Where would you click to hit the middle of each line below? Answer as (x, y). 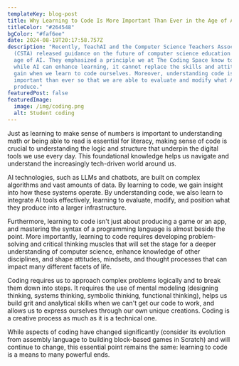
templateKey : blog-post (43, 14)
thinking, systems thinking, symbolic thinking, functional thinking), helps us (117, 295)
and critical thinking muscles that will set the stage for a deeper (123, 244)
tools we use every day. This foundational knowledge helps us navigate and (118, 156)
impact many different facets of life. (60, 267)
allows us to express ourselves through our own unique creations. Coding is (118, 311)
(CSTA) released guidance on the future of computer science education (122, 54)
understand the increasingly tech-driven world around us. (92, 163)
